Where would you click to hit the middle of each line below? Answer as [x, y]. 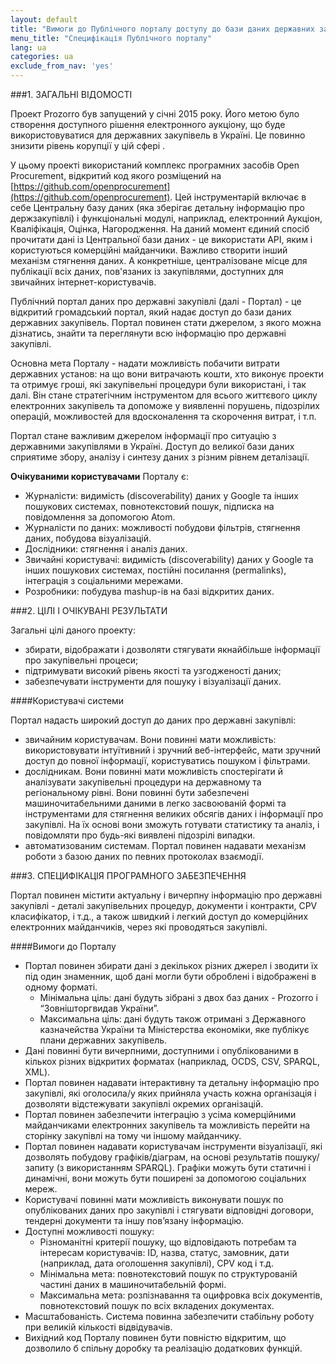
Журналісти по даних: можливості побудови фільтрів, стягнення [162, 527]
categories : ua [42, 57]
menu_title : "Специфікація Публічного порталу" [111, 38]
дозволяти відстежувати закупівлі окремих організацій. [144, 1104]
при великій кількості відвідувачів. [98, 1327]
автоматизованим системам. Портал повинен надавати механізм [165, 845]
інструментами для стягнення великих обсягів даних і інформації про [174, 814]
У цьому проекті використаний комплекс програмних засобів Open [155, 165]
